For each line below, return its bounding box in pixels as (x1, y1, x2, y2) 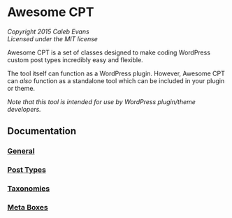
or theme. (7, 84, 36, 92)
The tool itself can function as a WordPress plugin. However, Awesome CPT (7, 69, 225, 78)
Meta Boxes (7, 203, 49, 212)
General (7, 146, 35, 156)
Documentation (7, 125, 77, 137)
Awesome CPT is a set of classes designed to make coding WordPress (7, 48, 211, 57)
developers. (7, 105, 42, 113)
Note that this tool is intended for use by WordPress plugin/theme (7, 97, 196, 106)
